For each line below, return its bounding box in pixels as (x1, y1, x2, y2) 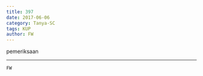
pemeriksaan (6, 48, 39, 55)
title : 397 (6, 8, 34, 15)
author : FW (6, 31, 34, 37)
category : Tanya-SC (6, 20, 56, 26)
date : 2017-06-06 (6, 14, 50, 21)
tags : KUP (6, 25, 31, 32)
